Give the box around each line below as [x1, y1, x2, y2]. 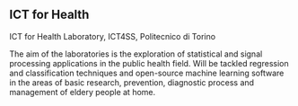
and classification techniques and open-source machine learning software [9, 67, 285, 78]
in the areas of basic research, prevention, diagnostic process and [9, 76, 254, 88]
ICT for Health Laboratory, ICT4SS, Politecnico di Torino [9, 31, 216, 41]
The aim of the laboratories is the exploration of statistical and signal [9, 49, 263, 59]
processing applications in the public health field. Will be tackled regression [9, 57, 289, 68]
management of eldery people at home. [9, 86, 156, 97]
